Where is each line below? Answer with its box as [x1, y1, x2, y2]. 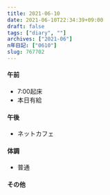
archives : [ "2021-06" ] [7, 36, 73, 43]
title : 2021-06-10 [7, 10, 60, 17]
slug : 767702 [7, 49, 45, 56]
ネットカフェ [17, 130, 54, 138]
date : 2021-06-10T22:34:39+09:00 [7, 17, 104, 23]
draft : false [7, 23, 45, 30]
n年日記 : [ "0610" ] [7, 42, 57, 49]
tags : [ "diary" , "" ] [7, 29, 67, 37]
